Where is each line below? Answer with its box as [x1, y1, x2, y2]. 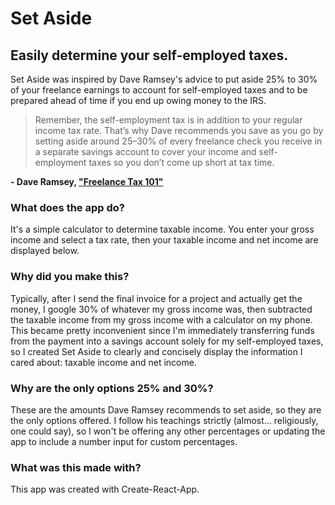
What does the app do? [10, 200, 125, 214]
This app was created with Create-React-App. [10, 483, 200, 496]
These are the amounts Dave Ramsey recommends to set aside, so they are [10, 403, 322, 416]
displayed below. [10, 245, 80, 257]
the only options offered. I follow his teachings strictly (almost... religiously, [10, 414, 319, 426]
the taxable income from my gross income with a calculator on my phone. [10, 313, 313, 326]
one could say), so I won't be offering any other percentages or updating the [10, 425, 326, 437]
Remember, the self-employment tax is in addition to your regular [34, 114, 303, 126]
